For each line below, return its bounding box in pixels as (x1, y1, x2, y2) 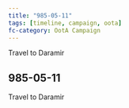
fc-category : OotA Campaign (8, 26, 101, 34)
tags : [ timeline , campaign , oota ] (8, 19, 123, 27)
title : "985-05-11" (8, 11, 73, 20)
